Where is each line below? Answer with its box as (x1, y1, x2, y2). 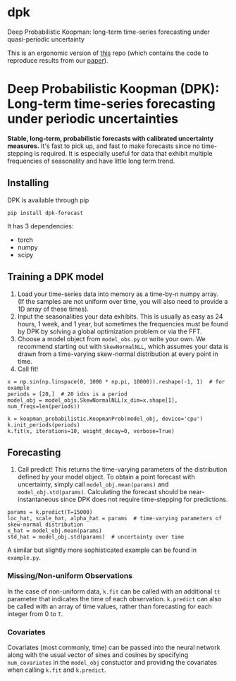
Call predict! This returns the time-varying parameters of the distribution (17, 465, 228, 474)
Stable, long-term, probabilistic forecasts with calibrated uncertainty (7, 134, 214, 142)
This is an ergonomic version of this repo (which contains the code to (7, 49, 209, 57)
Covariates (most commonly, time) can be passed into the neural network (7, 643, 221, 651)
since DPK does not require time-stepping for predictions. (60, 495, 228, 504)
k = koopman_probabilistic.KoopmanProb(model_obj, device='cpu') (7, 415, 203, 422)
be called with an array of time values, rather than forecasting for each (7, 602, 213, 611)
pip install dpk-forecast (7, 209, 83, 216)
